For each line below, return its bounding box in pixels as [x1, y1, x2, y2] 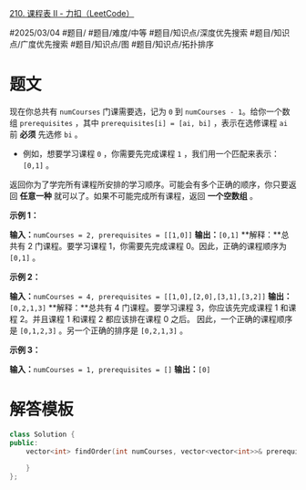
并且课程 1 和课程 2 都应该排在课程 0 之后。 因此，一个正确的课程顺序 [32, 313, 293, 324]
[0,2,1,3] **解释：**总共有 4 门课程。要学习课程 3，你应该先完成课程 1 [9, 302, 279, 313]
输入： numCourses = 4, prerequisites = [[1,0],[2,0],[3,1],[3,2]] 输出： [9, 290, 292, 301]
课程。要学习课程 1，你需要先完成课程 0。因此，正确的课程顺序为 [42, 240, 287, 251]
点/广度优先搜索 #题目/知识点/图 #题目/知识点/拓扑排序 [9, 39, 214, 49]
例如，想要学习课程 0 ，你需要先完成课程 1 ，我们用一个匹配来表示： [22, 148, 280, 159]
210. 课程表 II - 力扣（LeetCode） [9, 8, 135, 18]
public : [9, 438, 39, 447]
